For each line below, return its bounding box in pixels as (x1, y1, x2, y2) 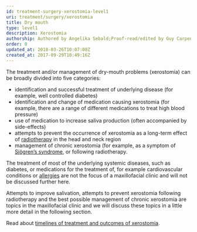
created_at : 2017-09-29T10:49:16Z (6, 52, 91, 58)
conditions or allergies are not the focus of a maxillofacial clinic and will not (6, 172, 188, 179)
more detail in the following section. (6, 208, 93, 215)
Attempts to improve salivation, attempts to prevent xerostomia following (6, 189, 181, 196)
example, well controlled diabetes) (14, 92, 98, 99)
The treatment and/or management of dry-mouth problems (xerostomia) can (6, 68, 191, 75)
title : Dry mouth (6, 19, 49, 25)
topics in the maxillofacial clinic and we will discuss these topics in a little (6, 202, 183, 209)
